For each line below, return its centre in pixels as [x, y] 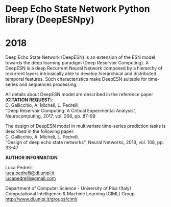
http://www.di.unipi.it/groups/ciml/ [41, 199]
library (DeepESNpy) [50, 20]
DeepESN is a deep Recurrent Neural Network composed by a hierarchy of [84, 68]
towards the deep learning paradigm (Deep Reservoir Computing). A [77, 63]
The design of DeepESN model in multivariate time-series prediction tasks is [86, 126]
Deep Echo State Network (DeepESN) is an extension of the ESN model [80, 57]
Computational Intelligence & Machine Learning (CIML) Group [70, 194]
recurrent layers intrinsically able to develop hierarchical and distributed [81, 74]
